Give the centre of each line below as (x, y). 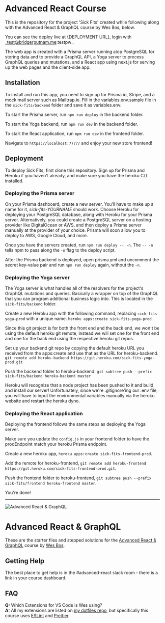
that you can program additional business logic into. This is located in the (79, 299)
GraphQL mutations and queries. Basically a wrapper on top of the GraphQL (82, 294)
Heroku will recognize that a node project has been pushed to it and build (79, 385)
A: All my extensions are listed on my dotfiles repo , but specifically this (77, 610)
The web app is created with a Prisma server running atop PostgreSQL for (80, 52)
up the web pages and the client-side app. (48, 67)
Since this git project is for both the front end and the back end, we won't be (82, 328)
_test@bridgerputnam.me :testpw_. (40, 42)
